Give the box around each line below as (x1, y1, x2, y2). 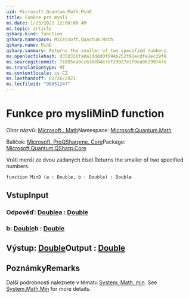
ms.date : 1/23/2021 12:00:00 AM (6, 20, 86, 26)
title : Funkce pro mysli (6, 14, 68, 20)
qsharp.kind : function (6, 31, 63, 37)
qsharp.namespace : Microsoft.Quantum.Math (6, 37, 113, 42)
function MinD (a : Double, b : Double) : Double (6, 174, 132, 180)
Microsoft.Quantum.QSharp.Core (6, 144, 86, 151)
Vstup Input (6, 190, 49, 200)
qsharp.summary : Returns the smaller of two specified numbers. (6, 48, 169, 54)
